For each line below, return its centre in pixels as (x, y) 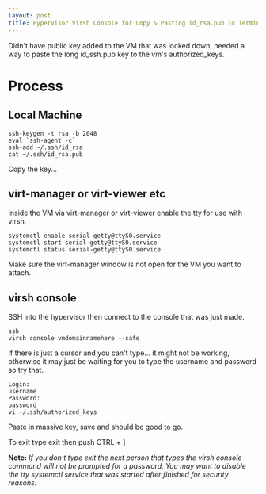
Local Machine (45, 115)
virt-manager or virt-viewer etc (87, 194)
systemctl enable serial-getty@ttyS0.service (84, 236)
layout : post (30, 15)
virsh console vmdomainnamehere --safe (74, 339)
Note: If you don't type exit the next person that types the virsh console (125, 458)
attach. (20, 273)
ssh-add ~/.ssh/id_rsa (46, 147)
